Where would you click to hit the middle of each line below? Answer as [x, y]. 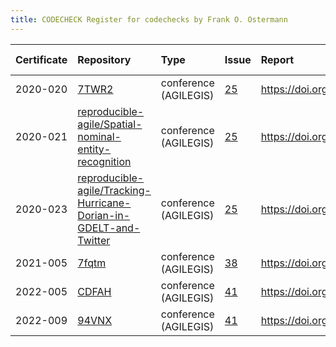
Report [277, 59]
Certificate [41, 59]
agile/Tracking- [114, 190]
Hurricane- [104, 203]
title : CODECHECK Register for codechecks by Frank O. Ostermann [149, 19]
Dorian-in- [104, 215]
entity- [94, 149]
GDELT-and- [109, 228]
